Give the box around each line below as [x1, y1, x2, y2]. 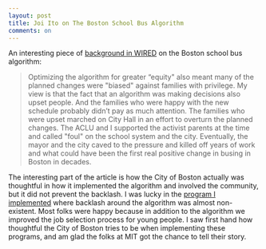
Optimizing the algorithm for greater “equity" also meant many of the [27, 73, 254, 82]
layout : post [8, 11, 52, 20]
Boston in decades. [27, 157, 92, 167]
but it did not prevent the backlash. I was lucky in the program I [8, 189, 216, 200]
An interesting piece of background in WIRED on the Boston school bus [8, 49, 243, 58]
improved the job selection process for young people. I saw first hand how [8, 215, 253, 224]
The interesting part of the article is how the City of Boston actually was [8, 172, 245, 182]
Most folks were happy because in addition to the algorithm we [38, 207, 245, 216]
